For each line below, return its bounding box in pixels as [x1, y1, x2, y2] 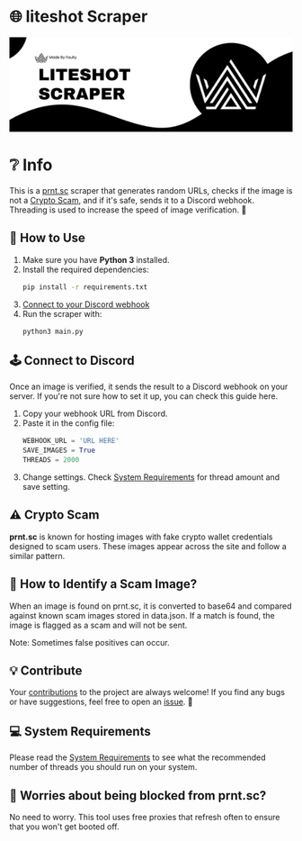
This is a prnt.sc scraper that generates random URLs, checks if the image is [9, 185, 293, 195]
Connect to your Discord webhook [22, 299, 150, 310]
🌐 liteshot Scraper [9, 6, 148, 27]
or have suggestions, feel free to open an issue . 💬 [9, 696, 193, 708]
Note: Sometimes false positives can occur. [9, 637, 170, 647]
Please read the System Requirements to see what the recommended [9, 752, 266, 763]
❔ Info [9, 155, 53, 176]
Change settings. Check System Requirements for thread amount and [22, 471, 280, 483]
